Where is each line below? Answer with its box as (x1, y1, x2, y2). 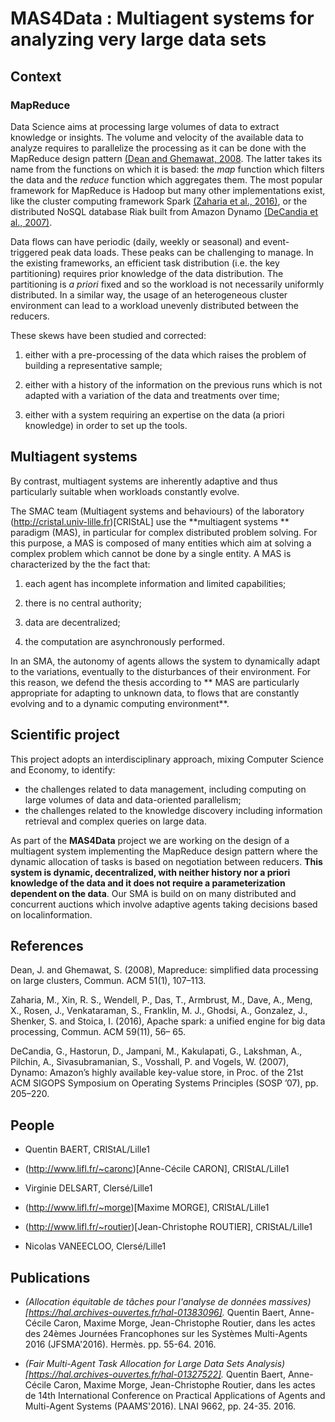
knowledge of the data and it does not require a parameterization (10, 877, 286, 889)
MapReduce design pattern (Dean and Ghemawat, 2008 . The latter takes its (10, 152, 323, 164)
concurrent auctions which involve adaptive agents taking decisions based (10, 898, 318, 910)
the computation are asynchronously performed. (24, 635, 225, 647)
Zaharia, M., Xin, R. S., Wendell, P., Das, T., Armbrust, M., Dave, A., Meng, (10, 994, 313, 1006)
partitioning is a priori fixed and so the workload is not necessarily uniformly (10, 278, 324, 290)
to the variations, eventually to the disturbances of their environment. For (10, 665, 312, 677)
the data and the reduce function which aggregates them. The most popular (10, 173, 323, 186)
